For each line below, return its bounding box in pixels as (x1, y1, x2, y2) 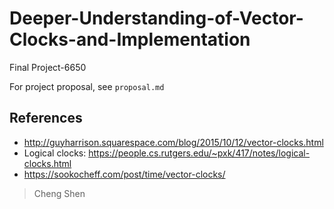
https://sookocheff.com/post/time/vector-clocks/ (23, 168, 226, 180)
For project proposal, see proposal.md (9, 80, 165, 92)
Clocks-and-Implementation (9, 28, 251, 51)
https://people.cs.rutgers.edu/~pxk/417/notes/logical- (88, 147, 311, 159)
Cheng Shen (33, 187, 86, 199)
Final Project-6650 (9, 61, 87, 73)
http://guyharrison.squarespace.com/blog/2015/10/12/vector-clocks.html (23, 136, 324, 148)
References (9, 110, 83, 127)
